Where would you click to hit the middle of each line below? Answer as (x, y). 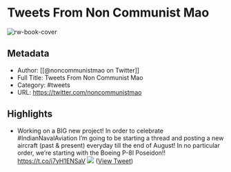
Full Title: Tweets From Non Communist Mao (80, 77)
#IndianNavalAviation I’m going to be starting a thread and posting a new (120, 138)
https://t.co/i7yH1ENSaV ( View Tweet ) (75, 161)
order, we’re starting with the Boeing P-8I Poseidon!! (91, 153)
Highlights (30, 114)
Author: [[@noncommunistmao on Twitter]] (78, 70)
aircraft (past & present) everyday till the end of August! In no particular (119, 145)
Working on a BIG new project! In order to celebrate (90, 131)
